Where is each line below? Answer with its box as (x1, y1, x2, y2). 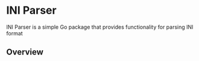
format (6, 29, 23, 36)
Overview (6, 47, 44, 57)
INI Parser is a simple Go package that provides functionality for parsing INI (6, 23, 194, 30)
